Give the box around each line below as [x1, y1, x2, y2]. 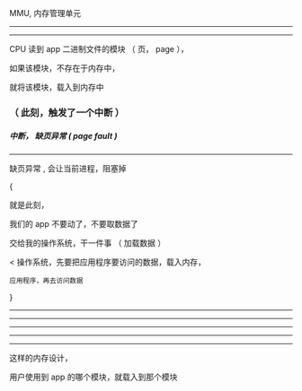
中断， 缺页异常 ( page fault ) [9, 130, 118, 141]
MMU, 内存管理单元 [9, 8, 82, 18]
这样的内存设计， [9, 352, 73, 363]
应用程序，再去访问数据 [9, 276, 84, 285]
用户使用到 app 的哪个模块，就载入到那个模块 [9, 371, 178, 382]
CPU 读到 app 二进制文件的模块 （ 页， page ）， [9, 44, 189, 54]
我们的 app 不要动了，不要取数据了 [9, 218, 138, 229]
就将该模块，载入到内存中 [9, 82, 104, 92]
